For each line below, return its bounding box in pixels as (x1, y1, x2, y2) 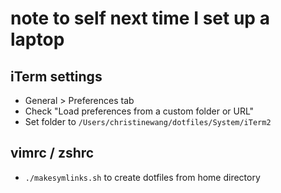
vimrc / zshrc (10, 145, 95, 162)
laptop (10, 28, 65, 51)
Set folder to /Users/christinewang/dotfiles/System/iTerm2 (24, 116, 272, 127)
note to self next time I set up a (10, 7, 270, 30)
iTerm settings (10, 68, 103, 85)
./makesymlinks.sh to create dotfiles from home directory (24, 171, 261, 183)
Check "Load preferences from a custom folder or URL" (24, 105, 255, 117)
